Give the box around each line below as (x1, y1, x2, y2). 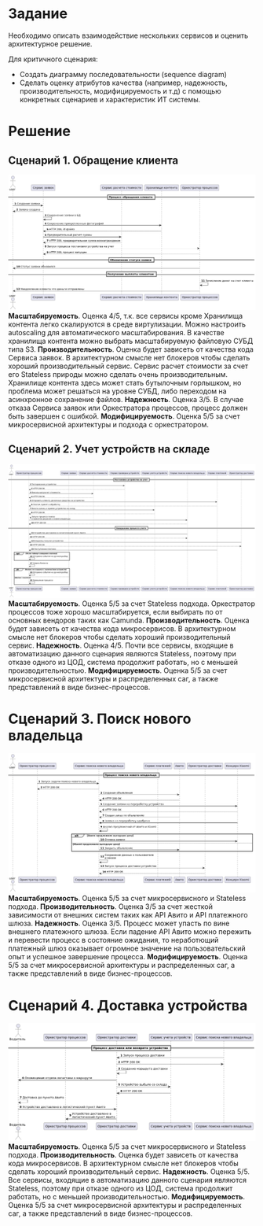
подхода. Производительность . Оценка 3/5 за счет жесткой (8, 902, 214, 911)
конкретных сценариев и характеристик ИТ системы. (19, 94, 201, 104)
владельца (8, 726, 83, 744)
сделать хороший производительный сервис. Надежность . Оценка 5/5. (8, 1167, 250, 1176)
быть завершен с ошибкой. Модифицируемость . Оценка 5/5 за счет (8, 412, 241, 421)
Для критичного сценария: (8, 54, 98, 64)
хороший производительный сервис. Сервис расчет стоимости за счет (8, 361, 249, 371)
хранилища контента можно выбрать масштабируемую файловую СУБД (8, 336, 254, 346)
